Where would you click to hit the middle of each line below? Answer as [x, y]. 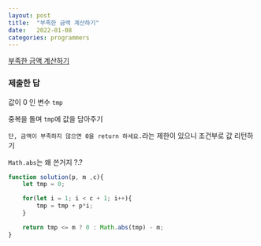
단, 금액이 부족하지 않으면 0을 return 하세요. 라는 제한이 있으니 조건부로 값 [120, 136]
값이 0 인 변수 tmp [35, 102]
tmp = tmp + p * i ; [65, 206]
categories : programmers [49, 37]
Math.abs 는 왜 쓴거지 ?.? [45, 162]
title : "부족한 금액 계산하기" [54, 23]
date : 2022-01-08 [40, 30]
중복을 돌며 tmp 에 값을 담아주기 [56, 118]
